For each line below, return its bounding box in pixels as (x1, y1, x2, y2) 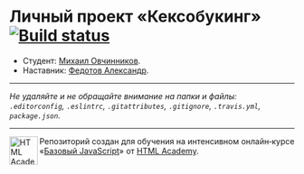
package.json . (9, 110, 61, 121)
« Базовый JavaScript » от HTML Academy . (39, 145, 199, 156)
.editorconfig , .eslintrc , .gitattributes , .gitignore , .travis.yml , (9, 100, 261, 111)
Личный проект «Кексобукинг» (9, 6, 261, 27)
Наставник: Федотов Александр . (22, 65, 149, 76)
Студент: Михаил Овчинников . (22, 55, 141, 66)
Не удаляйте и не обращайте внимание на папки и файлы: (9, 90, 237, 101)
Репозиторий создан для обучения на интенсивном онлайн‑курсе (39, 135, 295, 146)
